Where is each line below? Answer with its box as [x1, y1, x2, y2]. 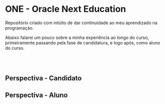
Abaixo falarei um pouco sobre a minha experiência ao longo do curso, [5, 35, 149, 40]
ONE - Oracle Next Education [5, 3, 126, 15]
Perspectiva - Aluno [5, 91, 68, 99]
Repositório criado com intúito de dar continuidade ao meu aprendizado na [5, 20, 158, 26]
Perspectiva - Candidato [5, 74, 82, 82]
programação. [5, 25, 34, 31]
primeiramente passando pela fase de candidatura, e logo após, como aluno [5, 39, 161, 45]
